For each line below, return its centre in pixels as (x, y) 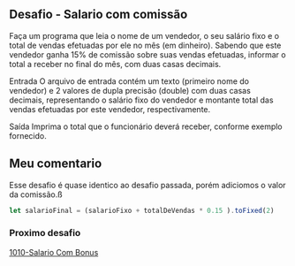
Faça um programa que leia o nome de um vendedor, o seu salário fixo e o (144, 35)
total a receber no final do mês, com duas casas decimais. (115, 64)
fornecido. (28, 135)
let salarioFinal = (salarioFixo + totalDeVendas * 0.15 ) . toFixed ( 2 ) (142, 210)
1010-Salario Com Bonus (54, 252)
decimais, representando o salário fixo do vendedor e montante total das (141, 100)
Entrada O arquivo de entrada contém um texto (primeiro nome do (129, 81)
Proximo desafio (45, 233)
